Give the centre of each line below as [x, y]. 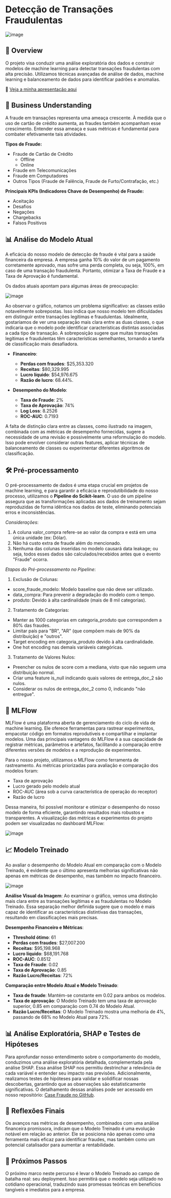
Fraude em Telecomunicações [44, 170]
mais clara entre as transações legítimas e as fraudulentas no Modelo [78, 901]
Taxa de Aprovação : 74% [47, 405]
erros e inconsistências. [30, 512]
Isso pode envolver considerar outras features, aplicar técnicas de [75, 443]
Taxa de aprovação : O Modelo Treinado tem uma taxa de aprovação [84, 1001]
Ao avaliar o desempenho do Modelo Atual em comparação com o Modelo [83, 865]
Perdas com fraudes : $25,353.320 [57, 364]
